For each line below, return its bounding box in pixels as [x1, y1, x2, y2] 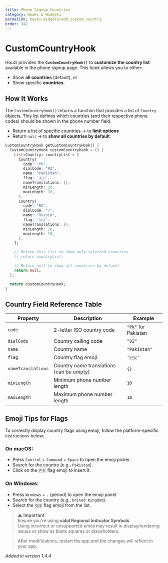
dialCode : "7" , [23, 208, 55, 213]
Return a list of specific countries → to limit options [12, 128, 119, 134]
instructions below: [5, 433, 44, 438]
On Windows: [5, 480, 39, 487]
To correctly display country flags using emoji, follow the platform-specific [5, 427, 159, 433]
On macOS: [5, 445, 33, 452]
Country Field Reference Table [5, 300, 102, 308]
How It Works [5, 94, 48, 103]
